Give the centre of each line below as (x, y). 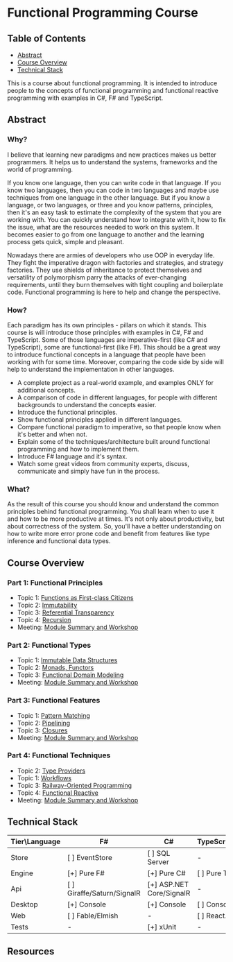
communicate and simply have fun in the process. (88, 471)
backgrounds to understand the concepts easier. (87, 404)
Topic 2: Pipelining (44, 723)
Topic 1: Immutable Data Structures (67, 660)
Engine (22, 873)
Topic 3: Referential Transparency (66, 612)
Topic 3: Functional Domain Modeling (70, 675)
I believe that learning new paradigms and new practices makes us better (112, 155)
